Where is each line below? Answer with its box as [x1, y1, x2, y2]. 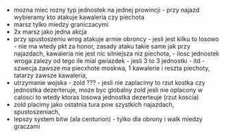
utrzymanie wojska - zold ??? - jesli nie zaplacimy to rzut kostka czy [13, 79, 205, 86]
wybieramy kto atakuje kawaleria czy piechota [13, 13, 145, 21]
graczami [13, 123, 40, 130]
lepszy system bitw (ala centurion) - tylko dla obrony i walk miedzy [13, 115, 203, 123]
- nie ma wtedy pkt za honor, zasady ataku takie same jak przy [13, 42, 190, 50]
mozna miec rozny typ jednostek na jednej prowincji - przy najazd [13, 6, 200, 14]
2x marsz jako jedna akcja [13, 27, 87, 36]
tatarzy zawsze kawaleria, [13, 71, 88, 79]
